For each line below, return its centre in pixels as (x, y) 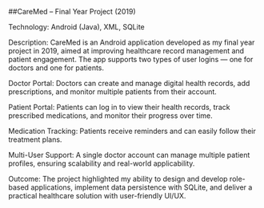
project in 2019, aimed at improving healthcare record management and (126, 51)
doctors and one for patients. (56, 68)
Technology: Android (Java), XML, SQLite (77, 27)
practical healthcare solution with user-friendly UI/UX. (97, 196)
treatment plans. (35, 139)
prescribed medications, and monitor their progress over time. (111, 116)
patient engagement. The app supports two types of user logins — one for (131, 59)
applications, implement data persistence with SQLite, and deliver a (142, 187)
